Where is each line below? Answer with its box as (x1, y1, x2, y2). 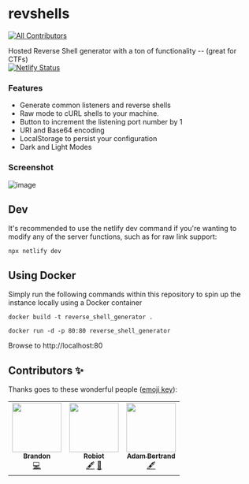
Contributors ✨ (8, 363, 84, 377)
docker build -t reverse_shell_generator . (8, 313, 154, 322)
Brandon (23, 451, 51, 460)
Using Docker (8, 269, 76, 282)
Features (8, 82, 43, 93)
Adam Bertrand (126, 451, 176, 460)
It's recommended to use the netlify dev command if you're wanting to (8, 224, 237, 233)
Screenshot (8, 162, 54, 173)
